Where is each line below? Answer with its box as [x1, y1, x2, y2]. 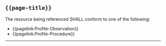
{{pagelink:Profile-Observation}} [12, 25, 79, 31]
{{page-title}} [5, 4, 52, 12]
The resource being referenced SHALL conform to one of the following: [5, 16, 151, 22]
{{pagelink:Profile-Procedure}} [12, 31, 75, 37]
